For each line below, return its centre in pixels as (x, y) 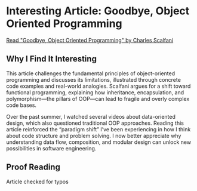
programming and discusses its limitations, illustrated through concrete (93, 79)
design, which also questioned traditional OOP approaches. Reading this (95, 123)
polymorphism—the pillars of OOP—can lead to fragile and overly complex (98, 98)
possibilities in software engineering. (51, 148)
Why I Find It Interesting (52, 59)
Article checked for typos (37, 181)
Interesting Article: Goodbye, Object (98, 11)
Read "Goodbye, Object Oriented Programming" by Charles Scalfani (90, 40)
